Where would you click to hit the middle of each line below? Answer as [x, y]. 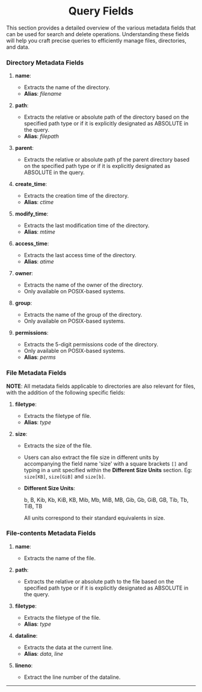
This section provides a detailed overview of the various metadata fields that [101, 28]
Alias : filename [43, 94]
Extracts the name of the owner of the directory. [83, 285]
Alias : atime [39, 262]
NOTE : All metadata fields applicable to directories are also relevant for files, [101, 386]
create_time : [31, 184]
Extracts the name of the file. [60, 558]
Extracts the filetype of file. [57, 416]
